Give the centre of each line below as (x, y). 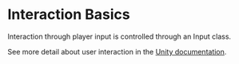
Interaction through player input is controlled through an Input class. (119, 36)
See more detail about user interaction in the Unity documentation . (117, 51)
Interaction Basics (69, 15)
